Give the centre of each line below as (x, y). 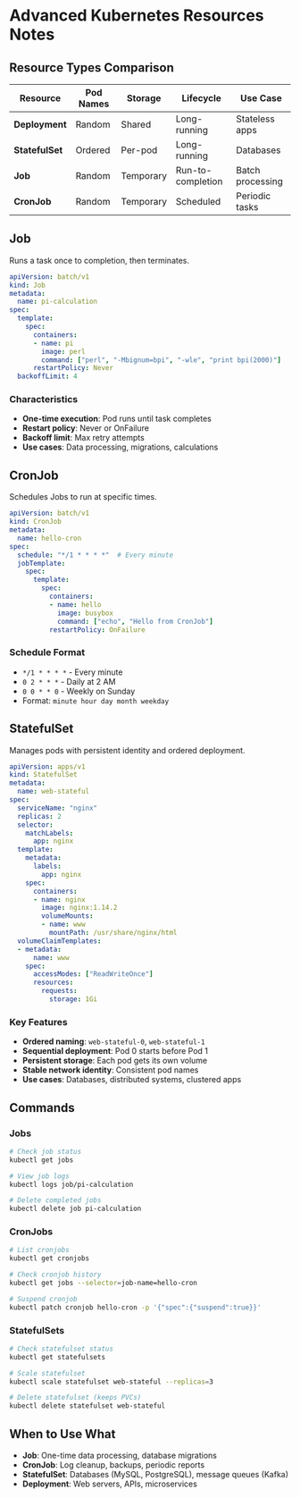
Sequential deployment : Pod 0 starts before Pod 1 (115, 1051)
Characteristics (44, 400)
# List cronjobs (39, 1250)
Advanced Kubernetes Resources (137, 16)
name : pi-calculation (58, 302)
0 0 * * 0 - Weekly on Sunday (79, 691)
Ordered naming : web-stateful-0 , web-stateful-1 (113, 1041)
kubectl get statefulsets (57, 1357)
